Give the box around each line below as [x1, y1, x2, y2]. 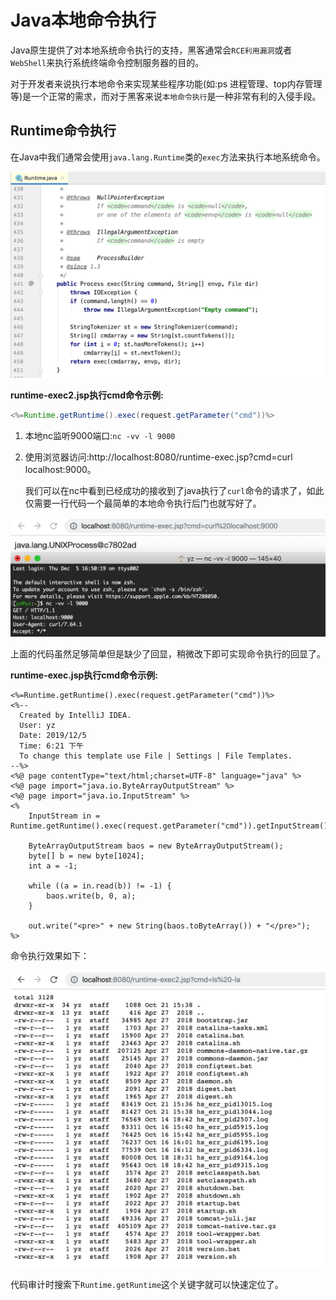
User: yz [19, 720, 56, 730]
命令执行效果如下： [10, 949, 90, 961]
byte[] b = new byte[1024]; [28, 851, 145, 861]
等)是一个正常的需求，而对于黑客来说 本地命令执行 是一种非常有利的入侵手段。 [10, 90, 322, 102]
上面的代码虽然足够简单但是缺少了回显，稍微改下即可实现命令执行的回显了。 [10, 647, 326, 660]
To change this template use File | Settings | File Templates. [19, 751, 293, 761]
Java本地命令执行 [10, 9, 157, 32]
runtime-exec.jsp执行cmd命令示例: [10, 669, 158, 681]
